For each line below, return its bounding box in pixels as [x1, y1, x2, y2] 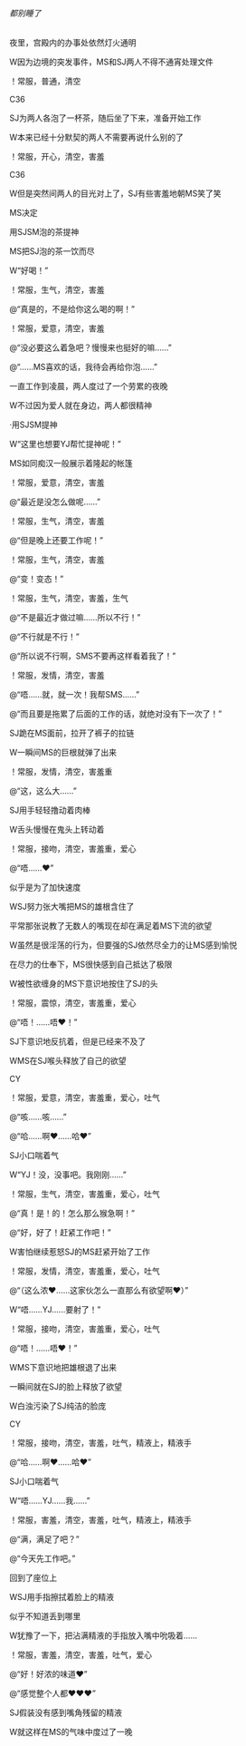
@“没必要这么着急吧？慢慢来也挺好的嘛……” [9, 342, 172, 353]
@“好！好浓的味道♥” [9, 1669, 88, 1680]
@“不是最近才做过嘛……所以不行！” [9, 612, 141, 623]
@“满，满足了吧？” [9, 1534, 80, 1545]
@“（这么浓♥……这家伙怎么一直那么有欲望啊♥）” [9, 1285, 189, 1296]
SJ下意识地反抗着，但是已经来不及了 [9, 1036, 147, 1047]
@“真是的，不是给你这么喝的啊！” [9, 304, 136, 315]
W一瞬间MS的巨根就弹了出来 [9, 747, 118, 758]
